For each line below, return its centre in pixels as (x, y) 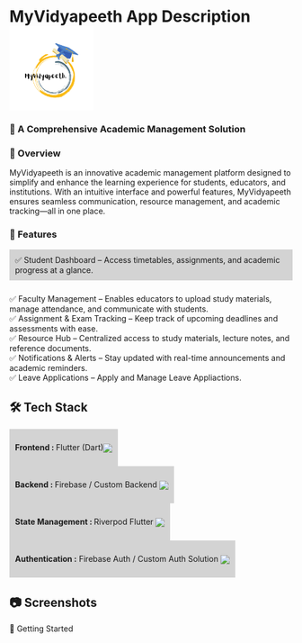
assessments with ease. (54, 328)
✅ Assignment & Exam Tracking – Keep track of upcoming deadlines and (144, 318)
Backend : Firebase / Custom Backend (86, 485)
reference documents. (50, 348)
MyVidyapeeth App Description (130, 17)
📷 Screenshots (53, 602)
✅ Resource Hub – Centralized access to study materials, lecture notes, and (150, 338)
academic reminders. (49, 367)
